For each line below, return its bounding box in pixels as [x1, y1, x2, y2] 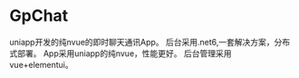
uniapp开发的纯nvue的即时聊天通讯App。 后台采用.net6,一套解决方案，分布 [9, 36, 291, 47]
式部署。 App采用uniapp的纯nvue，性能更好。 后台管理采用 [9, 47, 232, 59]
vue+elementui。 [9, 59, 74, 70]
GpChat [9, 5, 69, 26]
